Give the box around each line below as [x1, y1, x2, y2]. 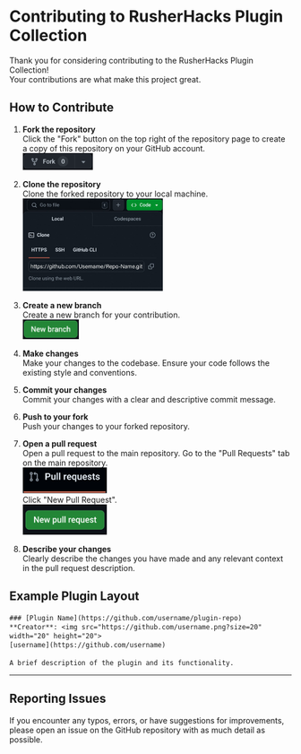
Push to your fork [21, 412, 89, 422]
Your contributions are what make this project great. [9, 74, 202, 84]
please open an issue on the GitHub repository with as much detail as [9, 724, 266, 735]
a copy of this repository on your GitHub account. [21, 143, 206, 153]
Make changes [21, 348, 79, 360]
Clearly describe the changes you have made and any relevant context [21, 553, 284, 564]
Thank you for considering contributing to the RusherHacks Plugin [9, 55, 254, 65]
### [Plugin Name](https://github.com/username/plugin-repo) [9, 613, 243, 622]
